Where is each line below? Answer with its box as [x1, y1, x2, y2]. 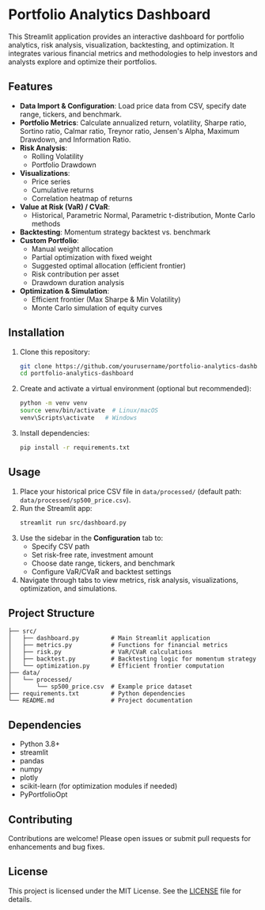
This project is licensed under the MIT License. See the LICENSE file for [8, 885, 242, 896]
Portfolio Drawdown [31, 160, 97, 169]
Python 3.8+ [19, 739, 61, 749]
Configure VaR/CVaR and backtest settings [31, 566, 172, 576]
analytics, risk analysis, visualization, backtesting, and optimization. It [8, 40, 235, 49]
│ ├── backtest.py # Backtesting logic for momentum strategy [8, 655, 257, 663]
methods [31, 219, 61, 228]
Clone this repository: [19, 347, 90, 356]
